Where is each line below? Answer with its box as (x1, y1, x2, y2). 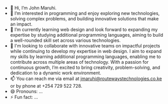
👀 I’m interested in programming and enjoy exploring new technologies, (10, 10, 160, 16)
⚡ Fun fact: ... (10, 94, 38, 100)
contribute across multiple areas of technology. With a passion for (10, 59, 149, 65)
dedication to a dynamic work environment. (10, 70, 102, 76)
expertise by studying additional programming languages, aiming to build (10, 32, 163, 38)
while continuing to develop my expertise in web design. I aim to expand (10, 48, 162, 54)
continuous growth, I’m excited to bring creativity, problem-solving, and (10, 64, 160, 70)
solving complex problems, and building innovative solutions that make (10, 16, 159, 21)
